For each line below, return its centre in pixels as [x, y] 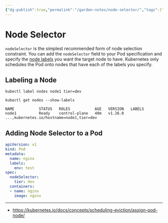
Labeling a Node [31, 80]
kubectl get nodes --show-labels [40, 100]
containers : [22, 186]
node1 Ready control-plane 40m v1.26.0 [64, 113]
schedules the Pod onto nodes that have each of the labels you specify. [79, 64]
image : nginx [28, 195]
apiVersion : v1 [21, 145]
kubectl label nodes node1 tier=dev [43, 91]
